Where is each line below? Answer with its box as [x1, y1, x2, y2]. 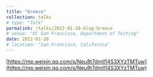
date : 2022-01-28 [6, 36, 49, 42]
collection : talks [6, 14, 52, 20]
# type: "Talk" [6, 20, 44, 25]
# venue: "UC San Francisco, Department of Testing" [6, 31, 139, 37]
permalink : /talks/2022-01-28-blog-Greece [6, 25, 113, 31]
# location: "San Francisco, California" [6, 42, 110, 48]
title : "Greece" [6, 8, 46, 15]
